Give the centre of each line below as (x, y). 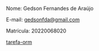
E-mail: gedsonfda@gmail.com (43, 19)
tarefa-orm (19, 42)
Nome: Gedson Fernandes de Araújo (50, 8)
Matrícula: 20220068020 (36, 31)
